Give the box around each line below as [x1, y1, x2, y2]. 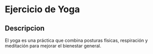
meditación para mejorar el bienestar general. [5, 43, 101, 49]
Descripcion [5, 24, 45, 33]
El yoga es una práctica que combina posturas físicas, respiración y [5, 37, 148, 43]
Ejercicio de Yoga [5, 4, 80, 15]
